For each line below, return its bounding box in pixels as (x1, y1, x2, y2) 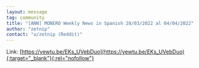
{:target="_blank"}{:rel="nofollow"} (6, 55, 94, 62)
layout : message (6, 8, 47, 15)
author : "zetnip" (6, 25, 50, 32)
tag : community (6, 15, 45, 21)
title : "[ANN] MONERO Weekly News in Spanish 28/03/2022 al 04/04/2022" (6, 20, 194, 26)
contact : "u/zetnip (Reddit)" (6, 32, 83, 38)
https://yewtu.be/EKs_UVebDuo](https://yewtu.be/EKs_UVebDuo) (21, 48, 185, 55)
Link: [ (6, 48, 22, 55)
